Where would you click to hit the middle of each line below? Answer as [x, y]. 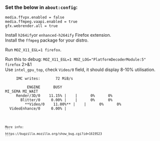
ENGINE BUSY [45, 87]
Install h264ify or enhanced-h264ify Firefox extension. [58, 35]
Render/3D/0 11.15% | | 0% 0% [64, 96]
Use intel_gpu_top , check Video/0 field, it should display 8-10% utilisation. [80, 70]
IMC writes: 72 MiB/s [45, 79]
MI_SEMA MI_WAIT [22, 92]
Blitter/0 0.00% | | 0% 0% [66, 100]
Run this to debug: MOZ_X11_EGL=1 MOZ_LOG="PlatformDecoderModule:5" [76, 59]
